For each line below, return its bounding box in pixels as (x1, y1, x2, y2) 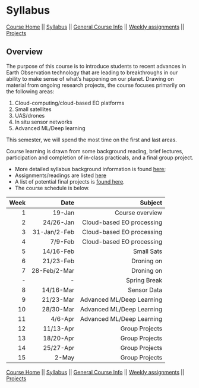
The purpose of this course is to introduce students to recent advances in (6, 62, 187, 70)
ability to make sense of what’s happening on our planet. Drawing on (6, 75, 174, 82)
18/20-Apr (43, 334, 75, 342)
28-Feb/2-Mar (31, 266, 75, 275)
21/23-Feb (42, 257, 75, 265)
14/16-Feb (42, 247, 75, 255)
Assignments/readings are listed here (14, 172, 107, 179)
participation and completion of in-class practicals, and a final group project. (6, 154, 194, 161)
